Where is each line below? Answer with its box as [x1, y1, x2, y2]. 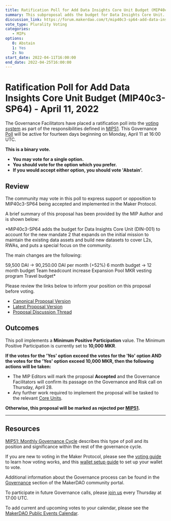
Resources [5, 425, 40, 433]
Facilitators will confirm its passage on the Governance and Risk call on [12, 379, 162, 385]
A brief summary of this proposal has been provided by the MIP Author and [5, 211, 163, 217]
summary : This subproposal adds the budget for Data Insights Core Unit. [5, 12, 165, 17]
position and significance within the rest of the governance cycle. [5, 443, 142, 450]
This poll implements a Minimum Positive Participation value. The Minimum [5, 337, 165, 343]
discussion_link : [5, 17, 42, 22]
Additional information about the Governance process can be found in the [5, 474, 160, 480]
